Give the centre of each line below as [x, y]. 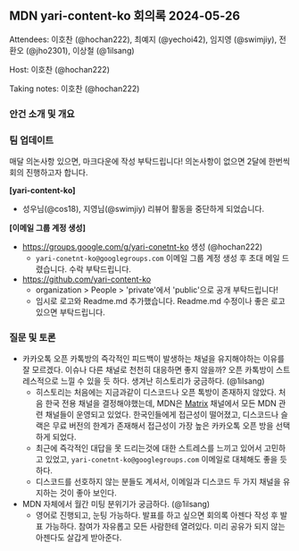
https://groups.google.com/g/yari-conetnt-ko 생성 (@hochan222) [142, 247]
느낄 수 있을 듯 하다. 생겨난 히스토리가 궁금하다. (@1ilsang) [163, 381]
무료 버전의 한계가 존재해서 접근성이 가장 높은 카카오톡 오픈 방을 [163, 426]
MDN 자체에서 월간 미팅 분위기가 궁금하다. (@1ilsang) [116, 504]
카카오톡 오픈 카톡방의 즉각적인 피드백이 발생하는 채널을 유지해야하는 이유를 [154, 359]
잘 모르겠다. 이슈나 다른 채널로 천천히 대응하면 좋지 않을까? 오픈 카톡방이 [148, 370]
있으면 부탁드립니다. [70, 312]
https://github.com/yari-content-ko [87, 279]
